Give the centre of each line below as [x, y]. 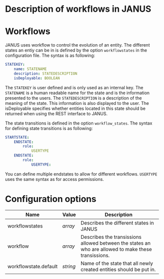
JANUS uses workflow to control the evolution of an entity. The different [78, 45]
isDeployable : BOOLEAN [37, 78]
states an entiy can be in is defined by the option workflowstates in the [76, 51]
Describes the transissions [111, 237]
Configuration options [51, 199]
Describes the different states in [117, 223]
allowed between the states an [115, 243]
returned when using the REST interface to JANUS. [56, 113]
